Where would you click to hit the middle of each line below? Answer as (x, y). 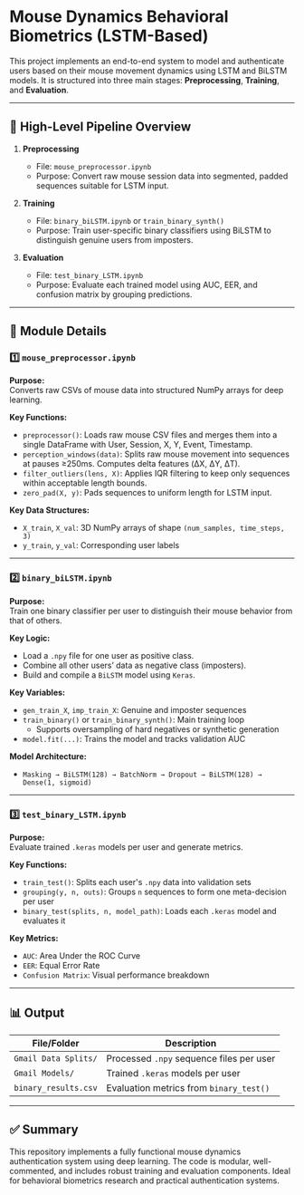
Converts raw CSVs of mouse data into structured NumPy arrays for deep (147, 390)
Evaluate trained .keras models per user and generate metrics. (126, 847)
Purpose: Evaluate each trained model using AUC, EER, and (147, 284)
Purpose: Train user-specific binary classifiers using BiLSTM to (153, 230)
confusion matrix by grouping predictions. (114, 294)
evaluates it (44, 920)
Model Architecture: (48, 756)
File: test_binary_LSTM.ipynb (90, 275)
